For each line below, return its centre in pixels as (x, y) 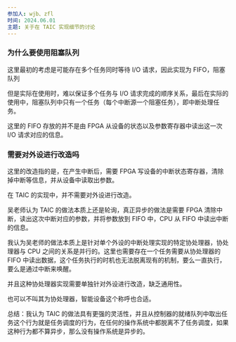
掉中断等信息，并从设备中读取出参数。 (63, 179)
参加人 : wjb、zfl (31, 14)
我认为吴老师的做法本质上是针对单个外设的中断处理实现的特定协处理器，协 (115, 242)
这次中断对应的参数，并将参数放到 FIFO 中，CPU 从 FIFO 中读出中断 (130, 218)
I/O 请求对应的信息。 (37, 134)
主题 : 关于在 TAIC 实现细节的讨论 (51, 27)
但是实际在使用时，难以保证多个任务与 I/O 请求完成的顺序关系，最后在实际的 (118, 93)
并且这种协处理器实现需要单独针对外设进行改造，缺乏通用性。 (97, 284)
